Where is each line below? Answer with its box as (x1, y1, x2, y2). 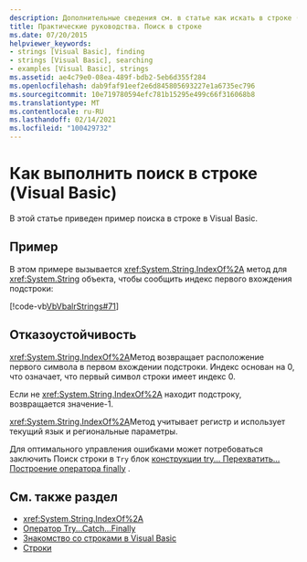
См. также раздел (9, 489, 119, 504)
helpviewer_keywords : (9, 38, 92, 48)
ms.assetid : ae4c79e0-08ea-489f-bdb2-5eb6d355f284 (9, 73, 206, 82)
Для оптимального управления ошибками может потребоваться (9, 443, 263, 454)
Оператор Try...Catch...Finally (22, 523, 136, 535)
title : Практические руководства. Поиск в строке (9, 22, 203, 31)
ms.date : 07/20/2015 (9, 30, 89, 39)
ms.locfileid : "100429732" (9, 124, 112, 133)
